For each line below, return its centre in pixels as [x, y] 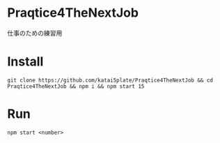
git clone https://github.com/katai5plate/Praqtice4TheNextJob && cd [110, 80]
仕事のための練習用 [35, 33]
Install [25, 62]
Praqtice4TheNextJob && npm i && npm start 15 [76, 86]
